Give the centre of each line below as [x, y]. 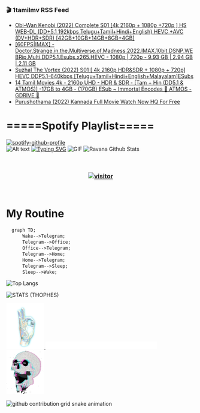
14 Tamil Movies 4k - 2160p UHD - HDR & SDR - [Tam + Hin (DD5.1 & [99, 83]
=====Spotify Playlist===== [80, 126]
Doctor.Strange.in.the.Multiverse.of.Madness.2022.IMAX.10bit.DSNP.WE [104, 51]
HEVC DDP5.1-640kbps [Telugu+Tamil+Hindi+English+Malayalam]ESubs [104, 76]
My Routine [35, 213]
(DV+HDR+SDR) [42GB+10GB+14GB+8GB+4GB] [75, 38]
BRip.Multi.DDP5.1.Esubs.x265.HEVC [60, 57]
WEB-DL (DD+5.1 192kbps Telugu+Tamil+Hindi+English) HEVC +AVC [99, 32]
